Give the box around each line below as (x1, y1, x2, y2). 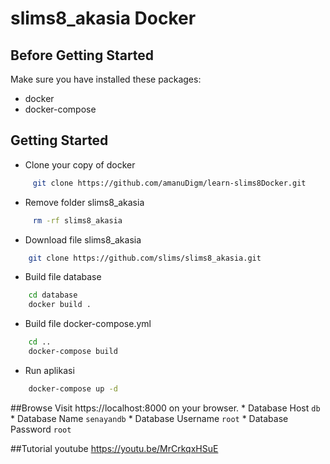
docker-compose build (28, 347, 118, 357)
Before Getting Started (10, 47, 155, 64)
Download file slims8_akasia (24, 233, 142, 246)
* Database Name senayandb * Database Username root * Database (10, 412, 289, 424)
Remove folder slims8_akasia (24, 196, 145, 208)
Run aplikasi (24, 364, 75, 376)
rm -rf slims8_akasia (32, 215, 123, 226)
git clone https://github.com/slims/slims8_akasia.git (28, 253, 262, 263)
